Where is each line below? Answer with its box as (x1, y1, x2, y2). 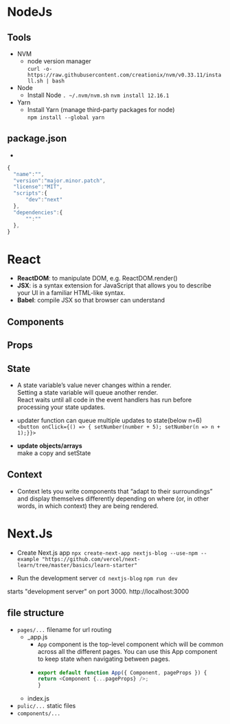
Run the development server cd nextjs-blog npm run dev (16, 573, 178, 582)
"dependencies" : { (13, 209, 63, 216)
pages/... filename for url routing (16, 625, 112, 633)
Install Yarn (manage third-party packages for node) (27, 106, 175, 113)
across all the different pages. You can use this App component (37, 647, 218, 655)
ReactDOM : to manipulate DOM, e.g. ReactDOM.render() (16, 274, 178, 283)
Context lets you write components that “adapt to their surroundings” (16, 487, 213, 495)
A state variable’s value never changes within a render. (16, 381, 172, 389)
